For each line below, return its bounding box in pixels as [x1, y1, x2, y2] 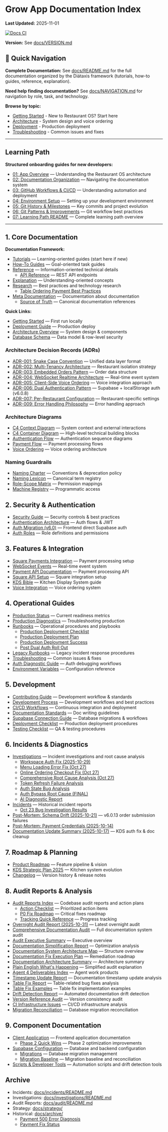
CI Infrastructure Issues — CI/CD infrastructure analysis [12, 1001, 127, 1007]
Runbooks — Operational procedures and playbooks [12, 623, 121, 629]
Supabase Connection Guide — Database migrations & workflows [12, 715, 148, 721]
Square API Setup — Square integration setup [12, 574, 106, 580]
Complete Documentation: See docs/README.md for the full [5, 67, 132, 73]
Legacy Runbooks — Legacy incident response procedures [12, 649, 135, 656]
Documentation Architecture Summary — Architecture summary [12, 958, 144, 965]
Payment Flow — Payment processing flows [12, 440, 103, 446]
